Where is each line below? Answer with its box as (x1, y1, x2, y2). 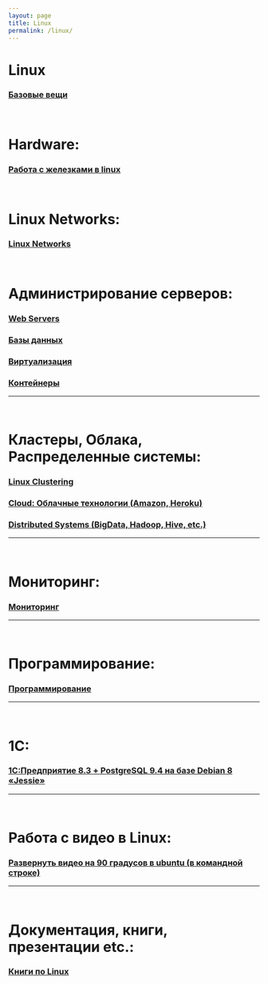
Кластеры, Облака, (8, 431, 143, 449)
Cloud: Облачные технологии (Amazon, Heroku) (8, 498, 203, 509)
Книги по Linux (8, 966, 69, 978)
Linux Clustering (8, 476, 74, 488)
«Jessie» (8, 775, 45, 786)
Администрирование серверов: (8, 285, 233, 303)
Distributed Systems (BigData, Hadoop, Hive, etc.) (8, 520, 207, 531)
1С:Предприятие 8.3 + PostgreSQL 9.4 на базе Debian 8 (8, 765, 233, 777)
